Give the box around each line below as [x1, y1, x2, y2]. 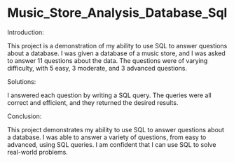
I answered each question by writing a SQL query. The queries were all [7, 91, 212, 99]
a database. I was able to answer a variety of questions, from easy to [7, 133, 207, 141]
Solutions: [7, 77, 36, 85]
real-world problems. [7, 148, 68, 156]
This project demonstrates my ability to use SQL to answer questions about [7, 125, 224, 134]
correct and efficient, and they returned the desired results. [7, 98, 179, 106]
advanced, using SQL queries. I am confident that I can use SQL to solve [7, 140, 216, 148]
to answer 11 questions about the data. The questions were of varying [7, 56, 208, 64]
